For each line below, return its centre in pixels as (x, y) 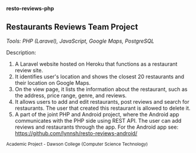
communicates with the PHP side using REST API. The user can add (98, 121)
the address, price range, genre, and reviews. (71, 95)
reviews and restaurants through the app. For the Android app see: (97, 127)
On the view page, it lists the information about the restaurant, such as (101, 90)
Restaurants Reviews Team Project (72, 27)
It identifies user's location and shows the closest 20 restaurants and (99, 76)
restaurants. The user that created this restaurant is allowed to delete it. (102, 108)
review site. (29, 71)
